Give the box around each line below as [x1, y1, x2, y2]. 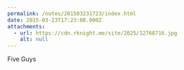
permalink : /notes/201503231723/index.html [7, 10, 137, 17]
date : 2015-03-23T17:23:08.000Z [7, 17, 102, 24]
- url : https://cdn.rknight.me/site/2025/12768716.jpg [13, 29, 178, 37]
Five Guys [7, 55, 37, 63]
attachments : [7, 23, 46, 30]
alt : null [20, 36, 49, 43]
